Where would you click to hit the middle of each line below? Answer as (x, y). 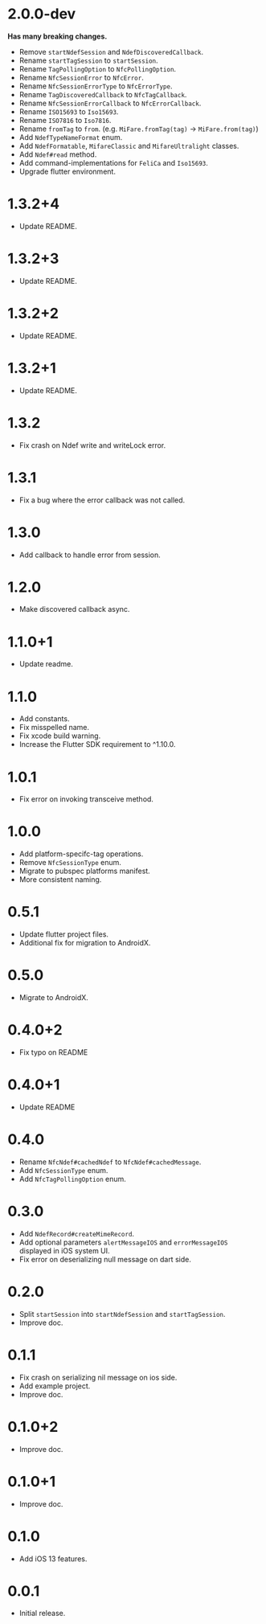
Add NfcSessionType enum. (63, 1170)
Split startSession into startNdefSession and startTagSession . (122, 1314)
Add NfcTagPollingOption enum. (72, 1179)
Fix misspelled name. (54, 728)
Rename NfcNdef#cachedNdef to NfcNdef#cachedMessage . (110, 1162)
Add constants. (44, 719)
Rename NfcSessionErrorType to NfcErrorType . (96, 86)
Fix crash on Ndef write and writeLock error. (92, 445)
